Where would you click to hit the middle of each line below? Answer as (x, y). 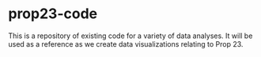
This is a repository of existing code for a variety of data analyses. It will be (130, 36)
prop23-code (53, 14)
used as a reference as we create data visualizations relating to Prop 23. (126, 44)
